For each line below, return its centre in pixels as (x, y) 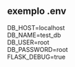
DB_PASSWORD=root (37, 49)
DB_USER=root (28, 42)
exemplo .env (37, 11)
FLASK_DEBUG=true (36, 57)
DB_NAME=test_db (34, 35)
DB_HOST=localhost (36, 27)
